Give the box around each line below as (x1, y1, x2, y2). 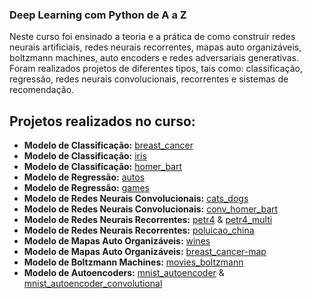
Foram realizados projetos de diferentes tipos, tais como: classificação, (9, 63, 303, 75)
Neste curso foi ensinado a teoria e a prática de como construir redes (9, 31, 296, 43)
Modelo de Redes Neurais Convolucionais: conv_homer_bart (23, 203, 279, 215)
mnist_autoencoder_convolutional (23, 278, 163, 290)
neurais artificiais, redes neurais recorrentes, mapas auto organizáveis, (9, 41, 302, 53)
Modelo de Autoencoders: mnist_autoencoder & (23, 267, 225, 279)
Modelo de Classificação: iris (23, 150, 147, 162)
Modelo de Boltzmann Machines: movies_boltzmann (23, 256, 244, 268)
